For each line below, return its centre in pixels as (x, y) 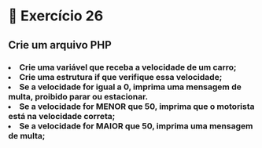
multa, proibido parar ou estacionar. (78, 96)
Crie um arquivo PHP (60, 45)
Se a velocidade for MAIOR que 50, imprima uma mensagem (136, 126)
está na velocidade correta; (62, 116)
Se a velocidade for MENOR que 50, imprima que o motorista (137, 106)
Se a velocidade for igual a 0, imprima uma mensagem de (130, 87)
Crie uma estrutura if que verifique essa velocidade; (121, 77)
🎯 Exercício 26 (56, 16)
